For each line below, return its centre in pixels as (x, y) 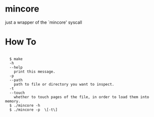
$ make (16, 59)
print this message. (35, 72)
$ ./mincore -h (25, 105)
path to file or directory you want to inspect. (64, 84)
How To (21, 42)
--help (16, 67)
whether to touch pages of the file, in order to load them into (82, 97)
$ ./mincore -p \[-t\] (33, 110)
